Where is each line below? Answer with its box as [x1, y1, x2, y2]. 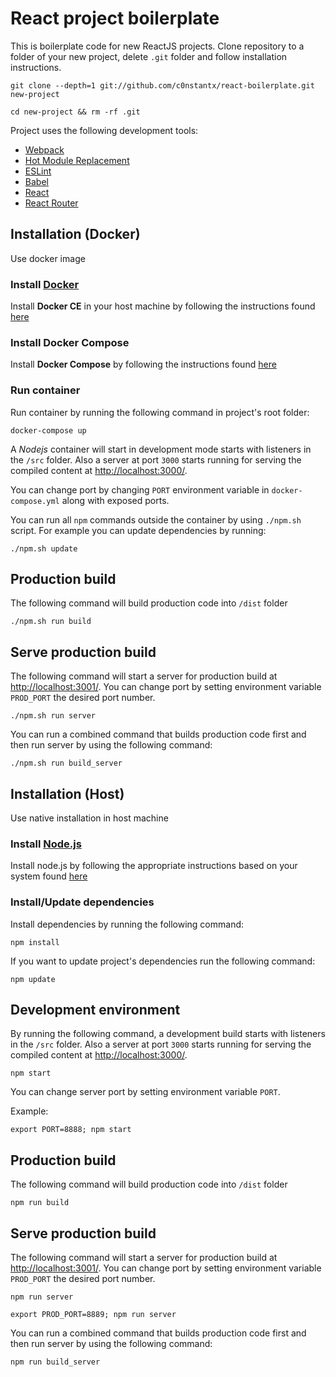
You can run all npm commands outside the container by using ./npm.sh [10, 513, 302, 526]
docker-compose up [10, 425, 87, 436]
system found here [10, 870, 88, 882]
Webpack [24, 143, 65, 156]
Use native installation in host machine [10, 812, 169, 824]
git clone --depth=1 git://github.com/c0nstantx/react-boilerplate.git [10, 80, 315, 91]
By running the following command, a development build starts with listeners [10, 1028, 326, 1040]
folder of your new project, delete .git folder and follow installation [10, 50, 288, 62]
